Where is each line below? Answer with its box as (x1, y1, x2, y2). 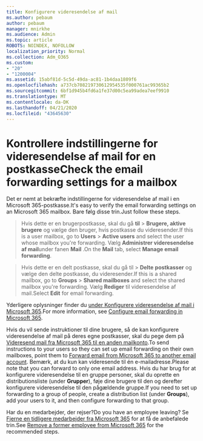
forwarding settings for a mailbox (6, 175, 178, 189)
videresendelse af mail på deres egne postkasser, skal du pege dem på (6, 332, 185, 340)
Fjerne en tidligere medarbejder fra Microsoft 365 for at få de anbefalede (6, 415, 189, 422)
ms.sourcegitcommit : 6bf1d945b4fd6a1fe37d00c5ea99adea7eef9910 (6, 88, 170, 94)
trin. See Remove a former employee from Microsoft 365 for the (6, 422, 164, 429)
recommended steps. (6, 428, 59, 436)
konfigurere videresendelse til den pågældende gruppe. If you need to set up (6, 384, 198, 391)
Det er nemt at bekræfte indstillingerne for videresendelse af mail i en (6, 195, 180, 203)
